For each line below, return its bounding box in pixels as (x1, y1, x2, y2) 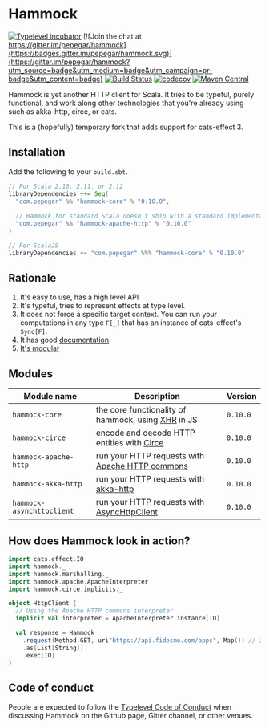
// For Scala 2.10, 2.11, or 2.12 (8, 182, 124, 190)
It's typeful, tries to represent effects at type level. (19, 301, 186, 311)
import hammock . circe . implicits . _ (8, 585, 124, 593)
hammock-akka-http (12, 479, 82, 489)
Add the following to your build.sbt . (8, 166, 128, 177)
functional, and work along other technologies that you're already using (8, 98, 244, 108)
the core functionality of (95, 405, 187, 416)
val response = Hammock (15, 629, 94, 637)
